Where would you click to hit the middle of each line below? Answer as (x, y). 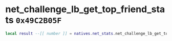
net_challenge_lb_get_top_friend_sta (85, 9)
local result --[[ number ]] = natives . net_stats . (60, 33)
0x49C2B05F (39, 21)
